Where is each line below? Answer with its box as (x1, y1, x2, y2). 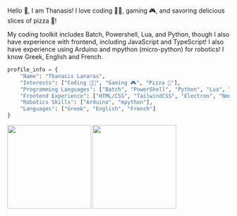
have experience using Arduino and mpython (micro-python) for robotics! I (7, 45, 224, 53)
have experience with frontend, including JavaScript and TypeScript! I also (7, 38, 224, 46)
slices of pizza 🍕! (7, 17, 57, 25)
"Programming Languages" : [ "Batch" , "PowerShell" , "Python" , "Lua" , (20, 86, 226, 93)
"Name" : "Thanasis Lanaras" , (20, 72, 106, 80)
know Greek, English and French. (7, 53, 104, 61)
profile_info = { (7, 66, 59, 73)
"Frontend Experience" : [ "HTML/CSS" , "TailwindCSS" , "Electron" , (20, 92, 217, 99)
